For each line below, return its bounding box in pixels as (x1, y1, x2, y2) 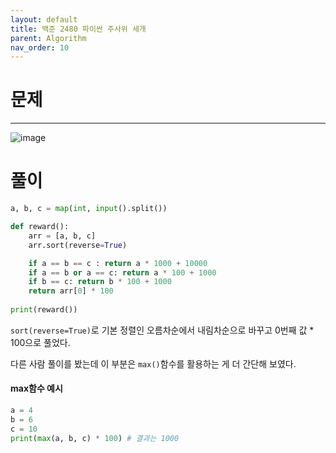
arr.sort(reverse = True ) (28, 240, 128, 250)
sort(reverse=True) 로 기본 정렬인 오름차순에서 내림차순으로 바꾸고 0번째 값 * (10, 324, 315, 336)
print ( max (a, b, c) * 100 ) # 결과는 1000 (10, 433, 180, 443)
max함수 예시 (10, 382, 63, 395)
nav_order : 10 (10, 42, 70, 53)
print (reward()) (10, 305, 78, 315)
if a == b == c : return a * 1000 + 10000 (28, 258, 208, 268)
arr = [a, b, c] (28, 231, 97, 241)
